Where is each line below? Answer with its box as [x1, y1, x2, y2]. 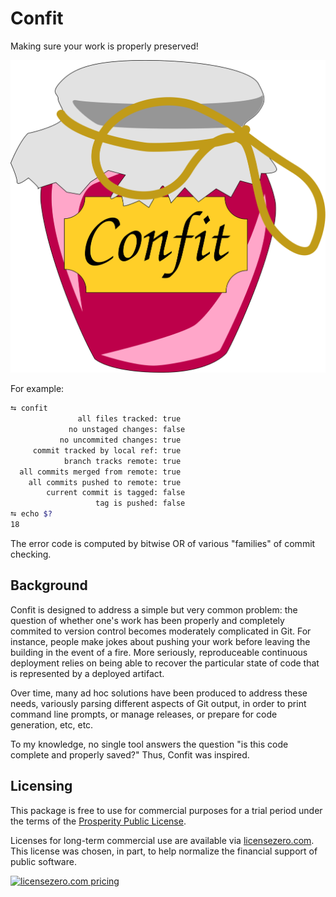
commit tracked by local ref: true [32, 445, 182, 456]
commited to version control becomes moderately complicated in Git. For [10, 625, 312, 637]
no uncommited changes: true [59, 435, 182, 446]
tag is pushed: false [95, 498, 186, 509]
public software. [10, 855, 77, 867]
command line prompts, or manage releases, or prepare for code [10, 708, 278, 720]
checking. [10, 548, 52, 560]
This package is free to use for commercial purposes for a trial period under [10, 804, 323, 816]
